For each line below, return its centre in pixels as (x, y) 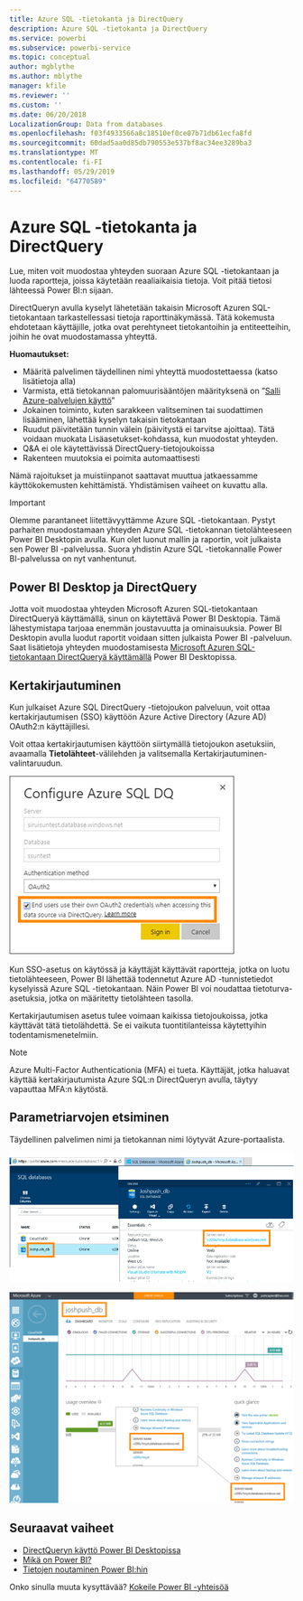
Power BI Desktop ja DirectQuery (103, 587)
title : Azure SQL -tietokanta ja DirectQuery (96, 19)
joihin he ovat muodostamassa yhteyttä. (83, 337)
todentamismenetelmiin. (54, 1035)
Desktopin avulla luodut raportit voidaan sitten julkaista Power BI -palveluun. (151, 638)
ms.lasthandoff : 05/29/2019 (62, 172)
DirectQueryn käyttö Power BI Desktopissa (101, 1549)
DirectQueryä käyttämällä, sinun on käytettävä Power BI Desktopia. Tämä (145, 618)
